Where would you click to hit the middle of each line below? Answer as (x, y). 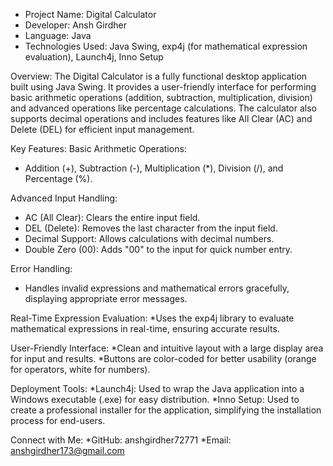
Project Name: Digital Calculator (90, 14)
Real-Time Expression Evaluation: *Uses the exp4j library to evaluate (152, 318)
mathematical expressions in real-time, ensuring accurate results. (145, 328)
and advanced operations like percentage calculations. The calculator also (163, 108)
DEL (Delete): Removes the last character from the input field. (151, 228)
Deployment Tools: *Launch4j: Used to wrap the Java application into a (157, 388)
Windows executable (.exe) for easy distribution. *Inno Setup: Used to (155, 399)
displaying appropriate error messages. (106, 298)
